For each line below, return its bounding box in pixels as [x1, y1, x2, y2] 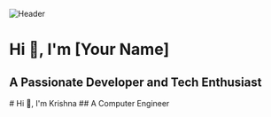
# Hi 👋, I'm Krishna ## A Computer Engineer [9, 98, 170, 108]
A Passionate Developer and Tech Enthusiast [9, 74, 262, 90]
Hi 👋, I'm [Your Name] [9, 40, 170, 59]
